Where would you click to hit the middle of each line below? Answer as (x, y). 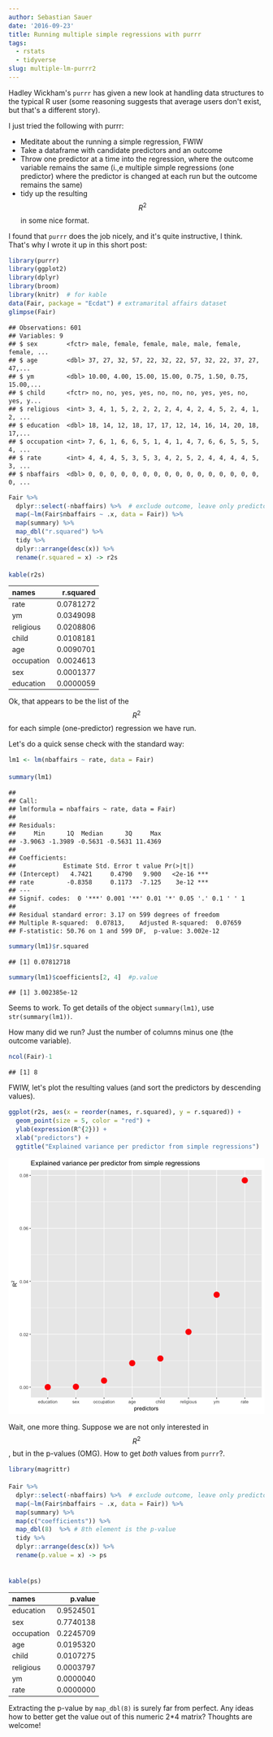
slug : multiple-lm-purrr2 (52, 69)
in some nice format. (54, 220)
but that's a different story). (54, 110)
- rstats (30, 52)
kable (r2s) (27, 575)
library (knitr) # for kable (58, 295)
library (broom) (34, 286)
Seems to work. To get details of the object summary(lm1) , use (111, 1008)
